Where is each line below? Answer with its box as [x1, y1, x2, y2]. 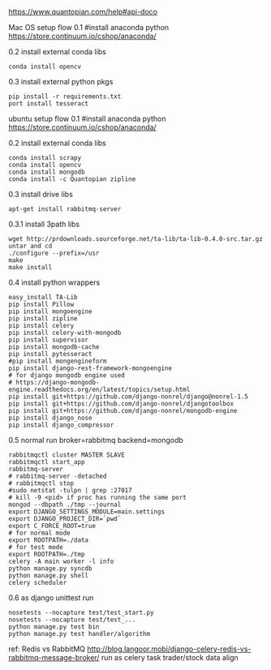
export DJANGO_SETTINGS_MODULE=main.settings [8, 508, 165, 516]
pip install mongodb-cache [8, 343, 100, 351]
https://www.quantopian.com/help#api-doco [8, 7, 158, 16]
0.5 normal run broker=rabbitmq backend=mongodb [8, 436, 184, 445]
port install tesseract [8, 100, 89, 108]
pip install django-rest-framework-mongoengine [8, 364, 173, 372]
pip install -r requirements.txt [8, 92, 122, 101]
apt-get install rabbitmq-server [8, 205, 122, 213]
